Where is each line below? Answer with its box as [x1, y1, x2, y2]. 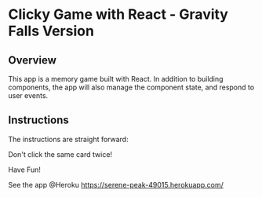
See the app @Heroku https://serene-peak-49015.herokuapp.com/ [8, 180, 224, 189]
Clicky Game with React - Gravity [8, 5, 229, 24]
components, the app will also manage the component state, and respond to [8, 82, 255, 92]
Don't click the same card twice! [8, 149, 112, 159]
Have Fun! [8, 165, 42, 174]
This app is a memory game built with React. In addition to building [8, 75, 224, 83]
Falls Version [8, 22, 94, 40]
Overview [8, 53, 57, 67]
